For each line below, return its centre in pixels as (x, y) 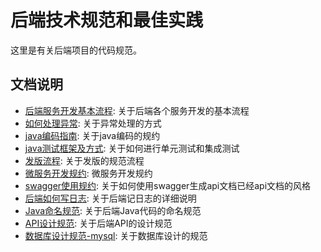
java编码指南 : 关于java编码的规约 (92, 135)
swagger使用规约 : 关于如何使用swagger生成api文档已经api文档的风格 (168, 185)
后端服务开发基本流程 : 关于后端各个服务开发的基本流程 (137, 110)
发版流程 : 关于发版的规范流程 (84, 160)
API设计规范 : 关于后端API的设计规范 (98, 223)
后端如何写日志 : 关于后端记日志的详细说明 (110, 198)
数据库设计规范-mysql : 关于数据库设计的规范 (116, 235)
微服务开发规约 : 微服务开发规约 (88, 173)
